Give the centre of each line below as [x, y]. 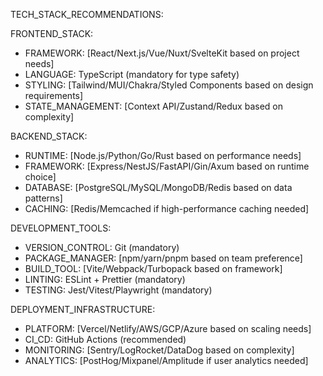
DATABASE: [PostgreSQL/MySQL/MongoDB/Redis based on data [158, 187]
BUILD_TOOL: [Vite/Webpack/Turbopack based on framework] [153, 268]
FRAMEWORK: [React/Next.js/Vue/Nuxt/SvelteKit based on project [162, 53]
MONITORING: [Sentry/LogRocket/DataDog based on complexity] [159, 350]
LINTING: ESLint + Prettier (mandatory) [105, 279]
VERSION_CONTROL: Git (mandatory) [102, 247]
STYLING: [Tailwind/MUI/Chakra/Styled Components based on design [169, 85]
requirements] [54, 95]
